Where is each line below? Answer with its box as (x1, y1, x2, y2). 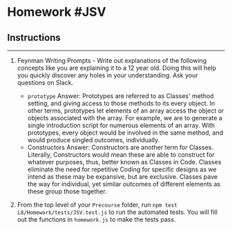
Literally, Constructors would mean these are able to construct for (27, 151, 215, 159)
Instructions (7, 32, 61, 44)
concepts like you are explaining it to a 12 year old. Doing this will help (17, 64, 216, 72)
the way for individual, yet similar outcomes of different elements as (27, 180, 221, 188)
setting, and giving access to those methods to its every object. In (27, 99, 215, 107)
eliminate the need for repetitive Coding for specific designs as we (27, 165, 217, 173)
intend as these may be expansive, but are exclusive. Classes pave (27, 173, 218, 180)
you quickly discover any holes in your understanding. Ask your (17, 71, 198, 79)
